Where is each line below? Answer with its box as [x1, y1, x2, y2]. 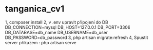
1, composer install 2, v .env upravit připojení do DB [5, 19, 108, 25]
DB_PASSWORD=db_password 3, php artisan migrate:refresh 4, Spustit [5, 35, 148, 40]
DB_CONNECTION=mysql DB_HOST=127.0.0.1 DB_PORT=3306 [5, 24, 131, 30]
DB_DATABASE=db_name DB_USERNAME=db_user [5, 29, 108, 35]
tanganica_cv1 [5, 3, 65, 14]
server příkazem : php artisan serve [5, 39, 76, 45]
